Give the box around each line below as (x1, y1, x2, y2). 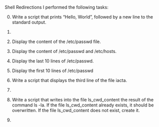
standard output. (11, 19, 46, 25)
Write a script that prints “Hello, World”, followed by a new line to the (11, 14, 153, 19)
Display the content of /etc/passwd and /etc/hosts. (11, 48, 117, 54)
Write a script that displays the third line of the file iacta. (11, 77, 127, 83)
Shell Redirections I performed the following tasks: (4, 4, 108, 10)
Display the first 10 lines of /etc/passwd (11, 67, 93, 73)
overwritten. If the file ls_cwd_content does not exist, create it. (11, 107, 140, 113)
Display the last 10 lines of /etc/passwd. (11, 58, 94, 64)
